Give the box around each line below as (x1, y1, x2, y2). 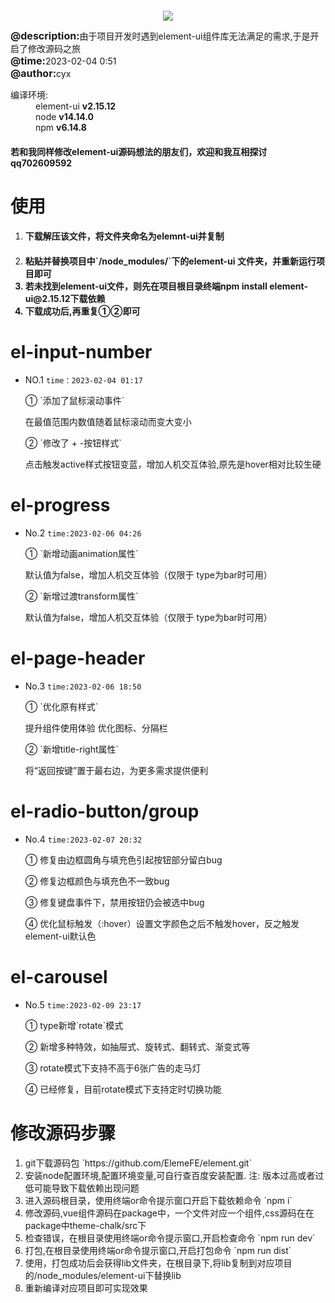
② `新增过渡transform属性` (24, 590, 139, 602)
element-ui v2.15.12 (35, 100, 117, 112)
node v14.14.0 (35, 111, 94, 122)
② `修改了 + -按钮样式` (24, 437, 122, 449)
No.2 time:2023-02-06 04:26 (24, 527, 142, 539)
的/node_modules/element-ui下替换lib (24, 1269, 182, 1281)
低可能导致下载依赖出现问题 (24, 1182, 140, 1194)
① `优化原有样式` (24, 700, 99, 712)
